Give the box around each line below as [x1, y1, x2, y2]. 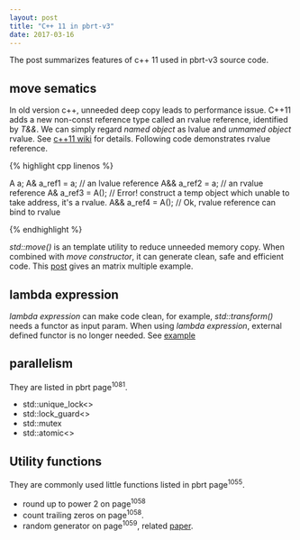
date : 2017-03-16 [9, 30, 75, 39]
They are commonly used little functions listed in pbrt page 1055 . [9, 478, 245, 490]
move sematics [9, 80, 97, 96]
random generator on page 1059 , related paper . [22, 519, 194, 531]
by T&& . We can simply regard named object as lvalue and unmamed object [9, 124, 292, 135]
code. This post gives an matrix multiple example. [9, 261, 194, 271]
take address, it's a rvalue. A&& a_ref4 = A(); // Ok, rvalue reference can [9, 197, 277, 208]
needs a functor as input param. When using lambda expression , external [9, 321, 282, 331]
